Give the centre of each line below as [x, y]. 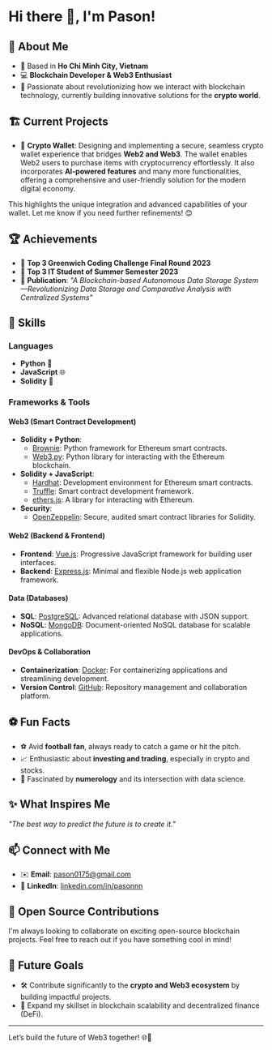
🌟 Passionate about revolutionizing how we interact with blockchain [132, 87]
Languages [31, 345]
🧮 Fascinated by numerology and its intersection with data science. [133, 778]
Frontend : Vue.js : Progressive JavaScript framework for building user [136, 554]
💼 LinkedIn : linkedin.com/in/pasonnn [81, 886]
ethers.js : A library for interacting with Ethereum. [113, 500]
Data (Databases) [38, 598]
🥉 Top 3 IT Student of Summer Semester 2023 [99, 272]
